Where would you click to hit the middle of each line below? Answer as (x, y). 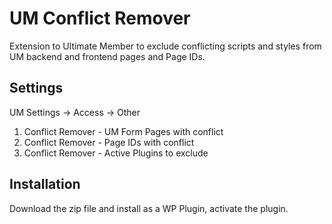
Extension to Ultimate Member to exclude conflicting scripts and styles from (165, 46)
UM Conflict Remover (100, 18)
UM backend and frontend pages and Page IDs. (107, 56)
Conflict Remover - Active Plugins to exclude (116, 153)
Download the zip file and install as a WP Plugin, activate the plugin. (149, 208)
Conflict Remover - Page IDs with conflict (109, 142)
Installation (45, 184)
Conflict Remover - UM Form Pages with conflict (123, 131)
